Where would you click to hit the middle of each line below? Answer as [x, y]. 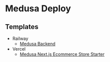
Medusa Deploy [38, 9]
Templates [22, 27]
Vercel [19, 49]
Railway [20, 38]
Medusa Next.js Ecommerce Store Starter [62, 54]
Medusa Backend [37, 44]
